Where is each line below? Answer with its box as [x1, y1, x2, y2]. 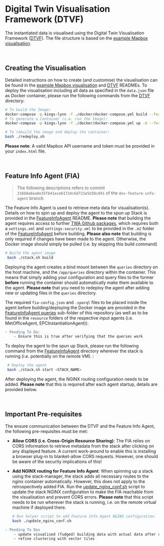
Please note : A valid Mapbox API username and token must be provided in [5, 143, 155, 149]
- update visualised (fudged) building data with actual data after [14, 532, 156, 537]
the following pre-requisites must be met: [5, 428, 88, 434]
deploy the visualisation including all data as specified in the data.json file [5, 87, 154, 93]
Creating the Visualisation [5, 64, 86, 72]
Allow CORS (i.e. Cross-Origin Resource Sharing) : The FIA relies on [12, 437, 150, 443]
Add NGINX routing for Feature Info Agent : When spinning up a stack [12, 468, 153, 474]
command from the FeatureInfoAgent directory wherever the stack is [5, 348, 143, 354]
